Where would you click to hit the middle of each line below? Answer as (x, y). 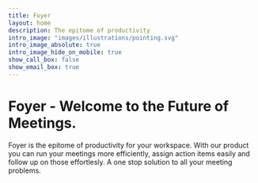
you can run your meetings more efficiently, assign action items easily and (129, 153)
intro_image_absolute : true (55, 45)
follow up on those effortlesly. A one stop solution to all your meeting (120, 162)
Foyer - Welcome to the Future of (119, 106)
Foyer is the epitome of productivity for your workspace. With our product (129, 145)
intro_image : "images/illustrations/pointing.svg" (93, 38)
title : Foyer (30, 15)
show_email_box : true (44, 67)
